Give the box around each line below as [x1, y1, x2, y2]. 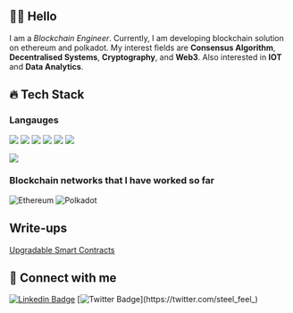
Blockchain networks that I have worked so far [9, 174, 214, 187]
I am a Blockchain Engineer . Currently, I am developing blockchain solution [9, 32, 284, 43]
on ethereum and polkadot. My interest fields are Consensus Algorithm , [9, 42, 276, 53]
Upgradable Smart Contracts [9, 244, 115, 255]
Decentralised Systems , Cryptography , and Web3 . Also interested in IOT [9, 51, 282, 63]
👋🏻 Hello [9, 9, 57, 24]
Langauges [9, 114, 60, 126]
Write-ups [9, 221, 68, 236]
